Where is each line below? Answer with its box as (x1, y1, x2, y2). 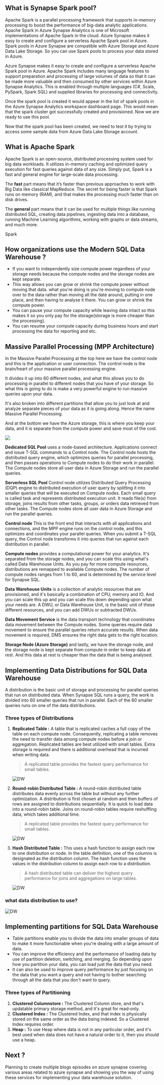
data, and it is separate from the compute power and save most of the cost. (5, 425, 157, 431)
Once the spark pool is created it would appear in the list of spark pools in (5, 98, 154, 104)
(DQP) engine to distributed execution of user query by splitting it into (5, 485, 145, 491)
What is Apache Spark (5, 143, 75, 151)
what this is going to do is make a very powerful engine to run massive (5, 386, 148, 392)
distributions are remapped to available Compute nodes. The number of (5, 566, 150, 572)
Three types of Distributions (5, 714, 74, 721)
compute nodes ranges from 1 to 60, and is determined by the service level (5, 571, 157, 577)
